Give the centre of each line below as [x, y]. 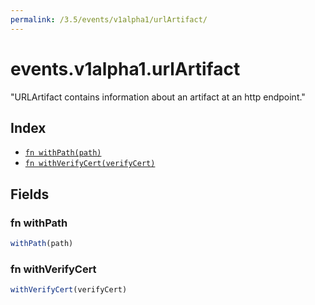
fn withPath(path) [63, 153]
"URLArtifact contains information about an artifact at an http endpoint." [158, 97]
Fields [30, 194]
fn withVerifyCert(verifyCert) [90, 164]
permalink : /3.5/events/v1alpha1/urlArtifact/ [109, 19]
